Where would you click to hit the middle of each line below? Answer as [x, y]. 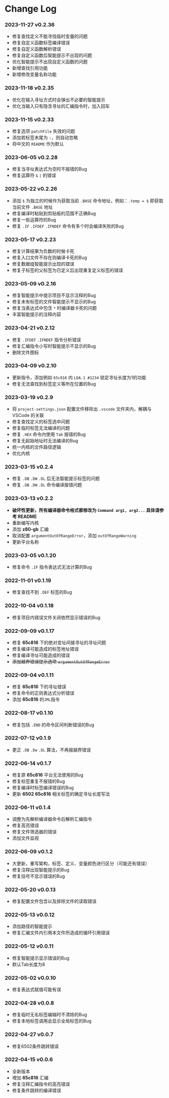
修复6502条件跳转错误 [35, 1046]
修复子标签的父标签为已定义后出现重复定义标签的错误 [68, 270]
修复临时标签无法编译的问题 [41, 428]
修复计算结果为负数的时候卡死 [43, 251]
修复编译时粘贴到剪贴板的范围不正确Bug [54, 213]
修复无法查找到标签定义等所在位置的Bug [54, 383]
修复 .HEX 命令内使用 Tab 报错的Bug [49, 434]
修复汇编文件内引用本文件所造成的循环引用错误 [61, 933]
